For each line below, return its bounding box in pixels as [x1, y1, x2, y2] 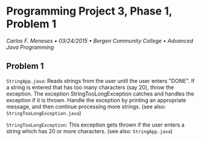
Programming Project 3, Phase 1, [6, 4, 173, 18]
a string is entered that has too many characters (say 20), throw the [6, 84, 174, 91]
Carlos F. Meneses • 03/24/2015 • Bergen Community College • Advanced [6, 37, 194, 44]
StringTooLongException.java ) [6, 109, 81, 116]
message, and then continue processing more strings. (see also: [6, 103, 166, 110]
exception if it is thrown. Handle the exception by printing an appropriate [6, 96, 187, 103]
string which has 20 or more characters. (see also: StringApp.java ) [6, 127, 173, 134]
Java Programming [6, 44, 54, 51]
